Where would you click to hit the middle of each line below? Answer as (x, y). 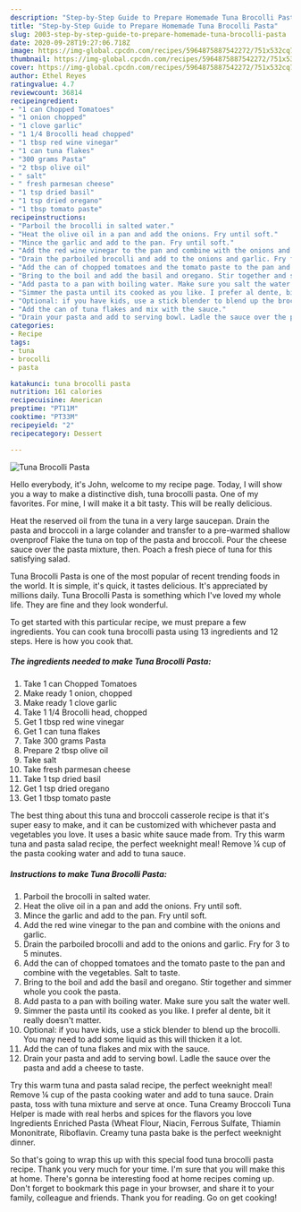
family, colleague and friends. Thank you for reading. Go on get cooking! (144, 1198)
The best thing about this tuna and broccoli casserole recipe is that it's (140, 815)
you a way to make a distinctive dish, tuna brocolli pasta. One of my (134, 494)
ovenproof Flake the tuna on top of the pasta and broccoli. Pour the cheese (149, 539)
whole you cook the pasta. (72, 992)
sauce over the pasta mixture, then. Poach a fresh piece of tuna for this (141, 549)
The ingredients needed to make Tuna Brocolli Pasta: (111, 662)
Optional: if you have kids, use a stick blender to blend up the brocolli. (151, 1030)
